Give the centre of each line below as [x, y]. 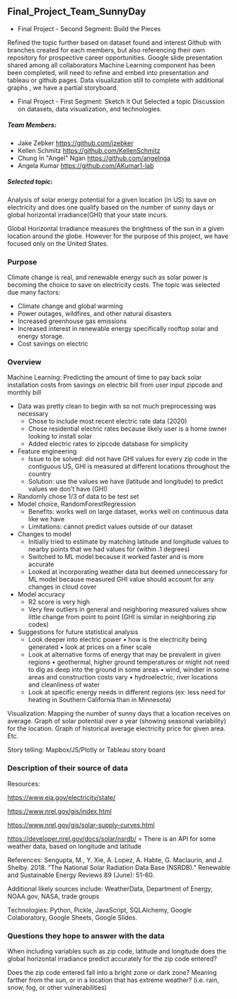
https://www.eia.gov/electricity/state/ [62, 797]
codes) [39, 625]
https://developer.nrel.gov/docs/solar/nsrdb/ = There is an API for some [112, 838]
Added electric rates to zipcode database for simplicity [108, 444]
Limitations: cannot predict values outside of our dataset [110, 526]
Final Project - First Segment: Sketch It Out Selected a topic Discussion [121, 101]
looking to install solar [60, 436]
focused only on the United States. [58, 243]
